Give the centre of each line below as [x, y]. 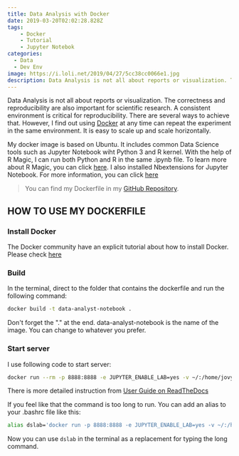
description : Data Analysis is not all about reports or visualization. [117, 80]
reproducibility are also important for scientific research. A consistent [109, 108]
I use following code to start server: [59, 364]
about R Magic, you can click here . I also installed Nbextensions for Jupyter [118, 167]
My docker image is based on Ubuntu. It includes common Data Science [113, 145]
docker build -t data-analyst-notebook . [70, 309]
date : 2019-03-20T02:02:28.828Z [55, 21]
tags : [15, 27]
